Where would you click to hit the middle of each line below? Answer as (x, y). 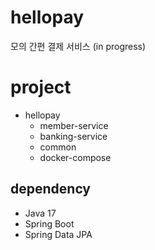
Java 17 (40, 213)
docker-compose (75, 157)
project (41, 87)
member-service (74, 125)
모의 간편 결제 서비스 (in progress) (78, 46)
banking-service (73, 136)
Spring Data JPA (58, 234)
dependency (51, 189)
